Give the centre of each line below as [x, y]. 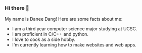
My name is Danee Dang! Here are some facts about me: [64, 19]
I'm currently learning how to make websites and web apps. [74, 45]
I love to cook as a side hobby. [44, 39]
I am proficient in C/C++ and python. [50, 34]
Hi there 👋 [17, 8]
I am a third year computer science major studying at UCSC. [75, 29]
